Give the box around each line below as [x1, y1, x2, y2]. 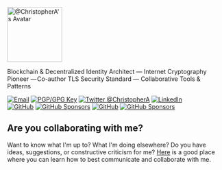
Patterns [7, 82, 32, 90]
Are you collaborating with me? [7, 123, 144, 134]
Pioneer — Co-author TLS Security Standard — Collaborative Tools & [7, 75, 201, 83]
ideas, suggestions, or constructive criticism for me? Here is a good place [7, 147, 216, 156]
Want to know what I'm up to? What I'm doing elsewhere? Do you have [7, 141, 207, 149]
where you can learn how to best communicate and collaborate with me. [7, 155, 211, 163]
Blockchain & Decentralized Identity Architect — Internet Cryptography [7, 68, 207, 75]
